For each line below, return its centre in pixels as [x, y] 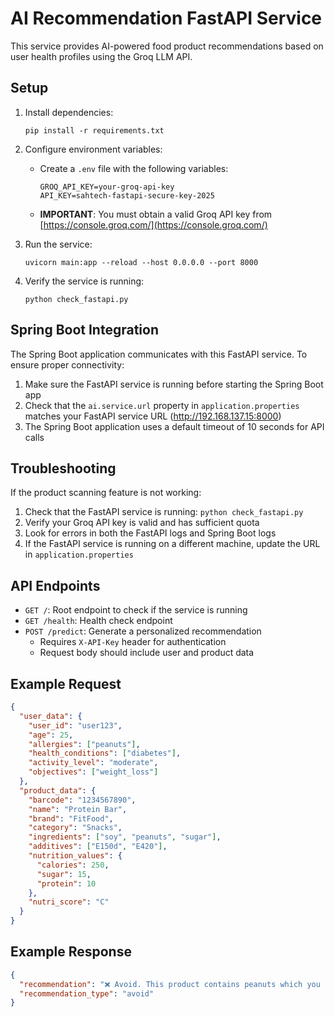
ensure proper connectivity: [67, 364]
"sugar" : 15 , [64, 874]
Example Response [71, 952]
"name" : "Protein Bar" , [78, 809]
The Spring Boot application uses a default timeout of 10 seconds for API [174, 426]
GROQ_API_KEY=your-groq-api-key [107, 187]
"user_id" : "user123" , [75, 725]
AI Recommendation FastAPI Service [166, 18]
